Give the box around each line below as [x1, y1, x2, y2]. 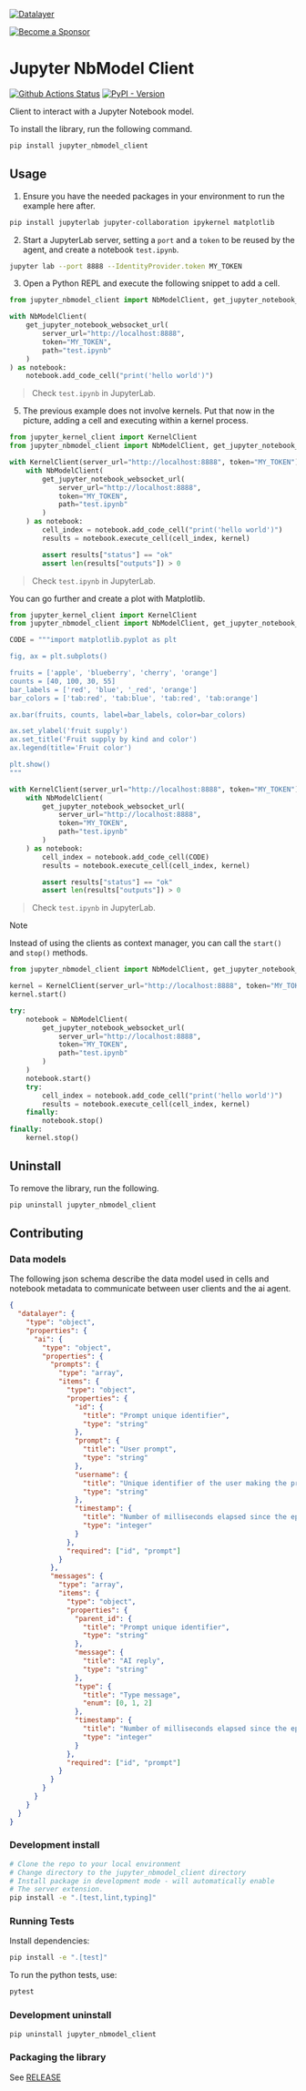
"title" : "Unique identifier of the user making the [82, 1478, 287, 1488]
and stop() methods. [9, 947, 88, 958]
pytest [9, 1987, 35, 1996]
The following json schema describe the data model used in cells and [9, 1273, 270, 1284]
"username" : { [74, 1470, 128, 1479]
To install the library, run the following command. [9, 123, 193, 134]
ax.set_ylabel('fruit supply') [9, 727, 128, 736]
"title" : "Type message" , [82, 1690, 181, 1699]
